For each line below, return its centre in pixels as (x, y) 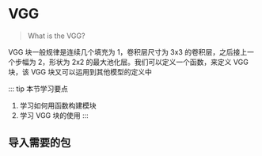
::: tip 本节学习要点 (38, 89)
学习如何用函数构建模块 (58, 105)
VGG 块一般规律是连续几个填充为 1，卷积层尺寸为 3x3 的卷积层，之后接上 (128, 51)
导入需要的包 (40, 143)
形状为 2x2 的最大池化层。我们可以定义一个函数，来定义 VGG (149, 62)
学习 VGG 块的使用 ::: (54, 115)
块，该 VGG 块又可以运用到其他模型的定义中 (80, 71)
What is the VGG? (56, 36)
